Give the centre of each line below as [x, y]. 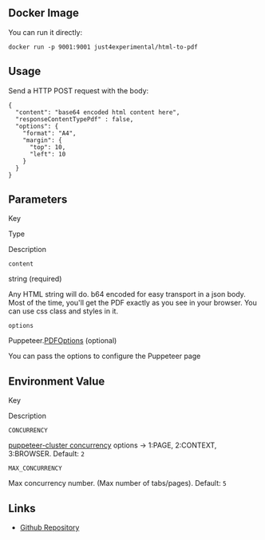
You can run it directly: [45, 32]
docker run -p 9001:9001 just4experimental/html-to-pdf [103, 47]
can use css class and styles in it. [63, 311]
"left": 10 [47, 154]
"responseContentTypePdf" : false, [75, 119]
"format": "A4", [50, 133]
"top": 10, [47, 147]
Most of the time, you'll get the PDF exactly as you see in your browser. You [132, 303]
